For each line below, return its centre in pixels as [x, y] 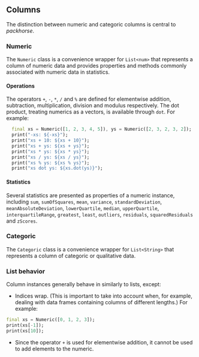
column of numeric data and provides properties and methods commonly [97, 66]
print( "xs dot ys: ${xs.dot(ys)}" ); [57, 168]
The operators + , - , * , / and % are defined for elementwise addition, [89, 99]
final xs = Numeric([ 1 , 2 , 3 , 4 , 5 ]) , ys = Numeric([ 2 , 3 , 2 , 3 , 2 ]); [102, 129]
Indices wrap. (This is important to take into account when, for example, [104, 296]
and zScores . [22, 221]
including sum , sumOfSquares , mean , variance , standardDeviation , [84, 202]
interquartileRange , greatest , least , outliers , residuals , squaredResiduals [100, 214]
